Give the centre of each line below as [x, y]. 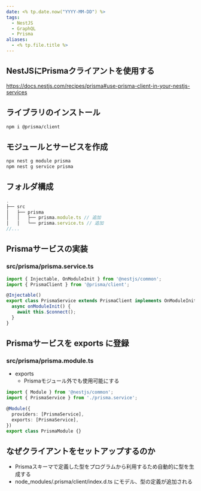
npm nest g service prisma [40, 167]
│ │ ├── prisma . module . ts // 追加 [54, 218]
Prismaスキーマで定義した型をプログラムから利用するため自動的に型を [102, 467]
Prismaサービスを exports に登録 [68, 343]
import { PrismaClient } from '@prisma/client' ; [68, 284]
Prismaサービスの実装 [47, 249]
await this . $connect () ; [47, 312]
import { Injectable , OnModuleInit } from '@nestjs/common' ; [84, 279]
